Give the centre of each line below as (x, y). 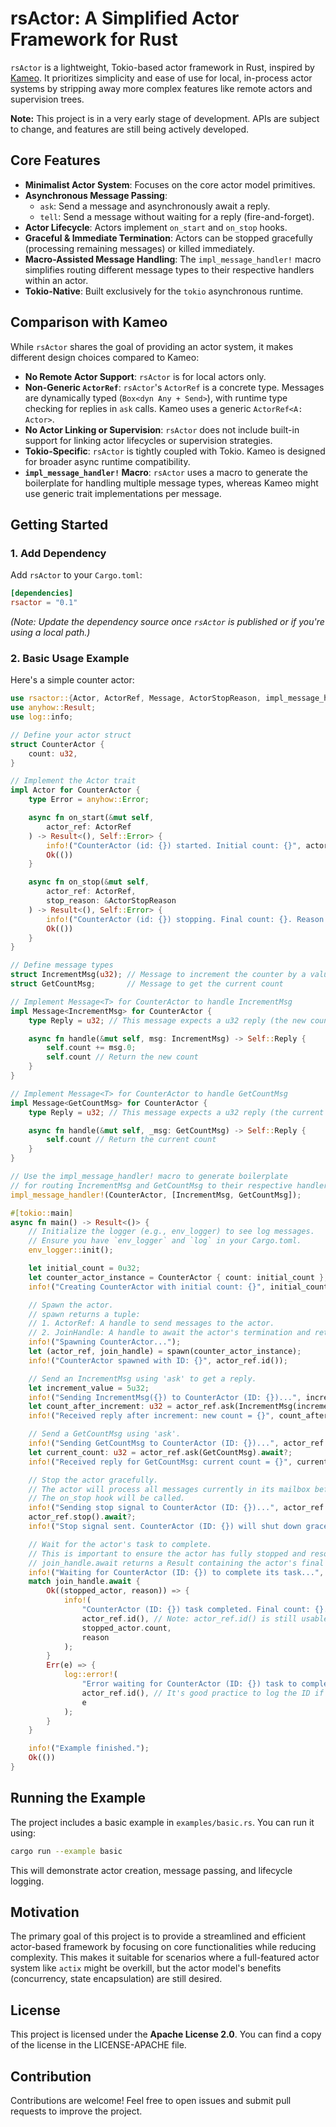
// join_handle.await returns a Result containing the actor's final (176, 1563)
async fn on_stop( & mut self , (89, 882)
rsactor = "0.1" (44, 603)
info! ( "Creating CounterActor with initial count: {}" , (147, 1287)
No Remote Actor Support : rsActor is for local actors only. (145, 376)
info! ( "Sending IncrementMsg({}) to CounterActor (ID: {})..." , (165, 1397)
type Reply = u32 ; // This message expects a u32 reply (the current (176, 1112)
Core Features (55, 160)
